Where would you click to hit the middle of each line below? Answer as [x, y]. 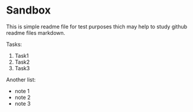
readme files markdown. [36, 32]
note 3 [22, 103]
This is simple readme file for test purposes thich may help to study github [97, 27]
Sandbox [29, 10]
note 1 [22, 91]
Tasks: [14, 44]
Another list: [21, 80]
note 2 [22, 97]
